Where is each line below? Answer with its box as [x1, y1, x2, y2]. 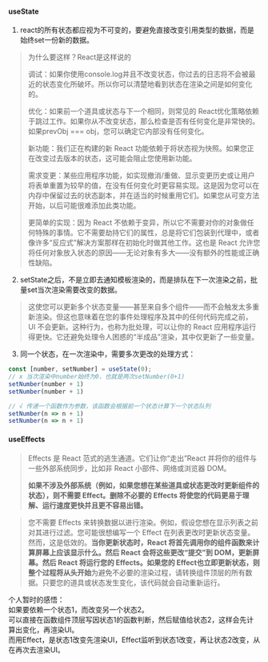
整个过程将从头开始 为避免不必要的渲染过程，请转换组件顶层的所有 [27, 567, 246, 577]
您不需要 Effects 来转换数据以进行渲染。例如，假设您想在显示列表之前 [27, 518, 258, 527]
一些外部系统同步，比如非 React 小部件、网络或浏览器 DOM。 [27, 463, 231, 473]
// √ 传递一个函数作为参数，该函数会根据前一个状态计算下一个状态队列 [8, 402, 211, 410]
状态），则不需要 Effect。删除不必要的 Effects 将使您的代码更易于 [27, 490, 242, 500]
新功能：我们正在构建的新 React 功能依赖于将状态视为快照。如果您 [27, 144, 248, 153]
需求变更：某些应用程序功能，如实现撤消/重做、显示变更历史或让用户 [27, 171, 255, 181]
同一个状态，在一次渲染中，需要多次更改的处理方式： [19, 349, 196, 359]
